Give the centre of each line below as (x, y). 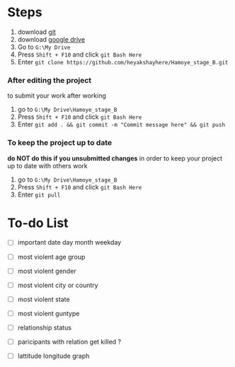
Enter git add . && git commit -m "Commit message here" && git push (121, 124)
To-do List (38, 223)
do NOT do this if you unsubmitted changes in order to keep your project (115, 158)
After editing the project (50, 80)
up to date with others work (47, 165)
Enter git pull (39, 194)
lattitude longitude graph (53, 356)
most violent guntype (48, 313)
